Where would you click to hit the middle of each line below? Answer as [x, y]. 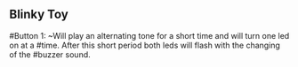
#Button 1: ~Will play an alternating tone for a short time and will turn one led [149, 35]
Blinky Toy [39, 15]
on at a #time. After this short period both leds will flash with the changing [145, 45]
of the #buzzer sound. [50, 54]
